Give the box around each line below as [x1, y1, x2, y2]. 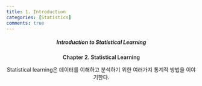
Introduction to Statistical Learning [56, 38, 147, 46]
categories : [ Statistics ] [6, 14, 71, 20]
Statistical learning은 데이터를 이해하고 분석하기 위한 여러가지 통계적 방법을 [7, 66, 185, 73]
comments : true [6, 20, 45, 26]
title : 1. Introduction [6, 8, 66, 15]
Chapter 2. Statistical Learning [62, 54, 140, 61]
